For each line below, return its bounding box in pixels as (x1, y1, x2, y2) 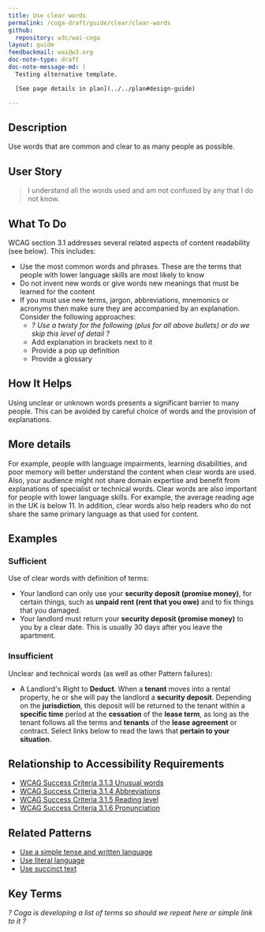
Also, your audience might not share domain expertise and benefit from (8, 475, 241, 485)
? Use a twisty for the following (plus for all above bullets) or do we (31, 320, 250, 330)
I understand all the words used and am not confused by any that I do (27, 186, 254, 195)
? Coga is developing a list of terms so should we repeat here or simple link (8, 907, 253, 917)
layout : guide (8, 41, 55, 49)
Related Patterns (8, 826, 92, 840)
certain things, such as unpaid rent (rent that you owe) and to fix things (19, 598, 254, 607)
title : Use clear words (8, 11, 87, 20)
